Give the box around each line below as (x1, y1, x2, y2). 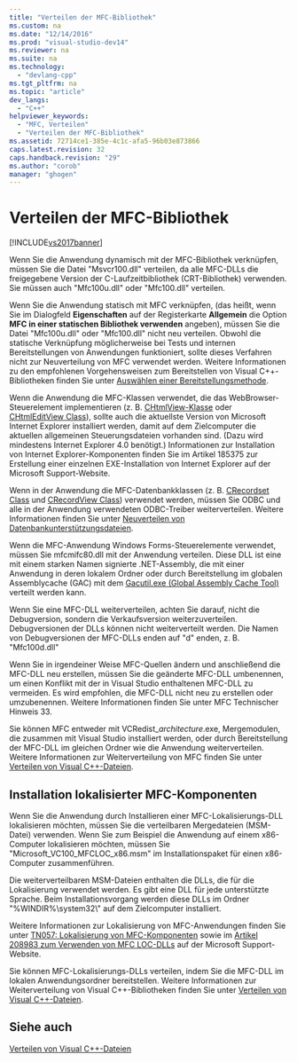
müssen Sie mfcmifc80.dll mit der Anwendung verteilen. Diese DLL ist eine (9, 549, 282, 560)
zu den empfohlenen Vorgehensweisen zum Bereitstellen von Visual (9, 366, 258, 377)
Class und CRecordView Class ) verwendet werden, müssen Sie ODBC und (9, 494, 281, 506)
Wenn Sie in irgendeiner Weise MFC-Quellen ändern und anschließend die (9, 659, 281, 670)
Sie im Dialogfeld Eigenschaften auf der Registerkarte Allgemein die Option (9, 310, 287, 320)
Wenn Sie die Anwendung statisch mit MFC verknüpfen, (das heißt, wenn (9, 300, 277, 311)
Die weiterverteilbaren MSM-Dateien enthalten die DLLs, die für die (9, 875, 254, 885)
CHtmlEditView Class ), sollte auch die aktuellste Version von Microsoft (9, 412, 267, 422)
